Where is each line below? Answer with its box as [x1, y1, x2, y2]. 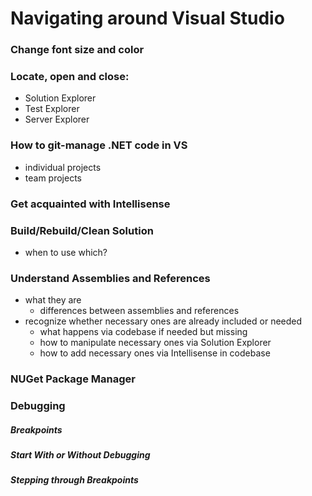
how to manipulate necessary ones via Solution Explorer [39, 337, 272, 349]
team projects [24, 172, 82, 184]
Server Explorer [24, 113, 90, 126]
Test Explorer [24, 103, 80, 115]
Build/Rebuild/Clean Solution [10, 223, 154, 237]
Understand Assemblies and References [10, 271, 211, 285]
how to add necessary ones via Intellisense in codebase [39, 347, 271, 359]
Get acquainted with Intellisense [10, 197, 171, 211]
